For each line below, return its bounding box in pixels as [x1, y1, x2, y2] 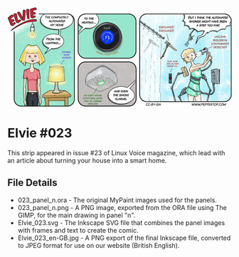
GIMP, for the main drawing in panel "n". [17, 211, 136, 219]
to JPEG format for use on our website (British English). [17, 241, 180, 249]
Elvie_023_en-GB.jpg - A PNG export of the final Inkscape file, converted [17, 234, 231, 242]
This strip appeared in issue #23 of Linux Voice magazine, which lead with [7, 148, 225, 157]
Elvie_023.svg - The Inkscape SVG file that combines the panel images [17, 218, 225, 227]
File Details [7, 177, 58, 189]
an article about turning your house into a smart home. [7, 156, 167, 164]
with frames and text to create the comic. [17, 226, 139, 234]
